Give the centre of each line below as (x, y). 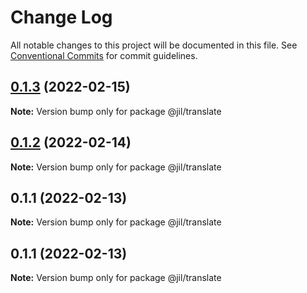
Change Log (61, 17)
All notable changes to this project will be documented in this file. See (154, 45)
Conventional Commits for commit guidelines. (104, 55)
